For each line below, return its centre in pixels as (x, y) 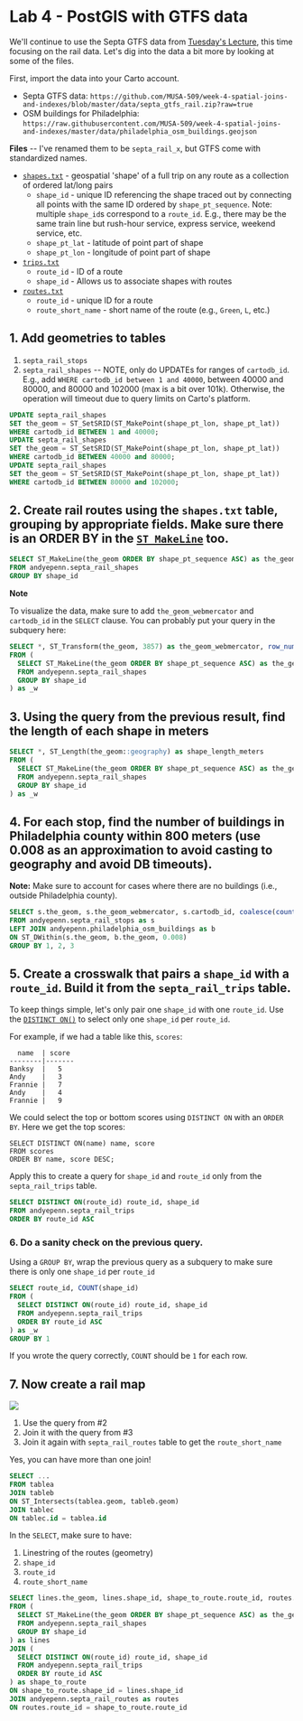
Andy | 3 (36, 1077)
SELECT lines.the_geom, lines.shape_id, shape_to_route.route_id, (137, 1598)
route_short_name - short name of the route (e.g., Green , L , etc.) (153, 310)
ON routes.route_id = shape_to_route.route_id (98, 1707)
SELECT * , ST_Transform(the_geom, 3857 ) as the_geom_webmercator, (137, 647)
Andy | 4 (36, 1093)
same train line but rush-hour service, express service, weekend (156, 223)
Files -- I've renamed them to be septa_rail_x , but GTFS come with (135, 148)
